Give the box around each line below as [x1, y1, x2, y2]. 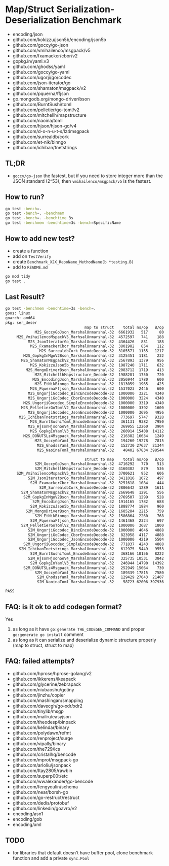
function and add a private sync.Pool [12, 855, 90, 861]
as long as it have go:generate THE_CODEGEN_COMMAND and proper [12, 626, 145, 632]
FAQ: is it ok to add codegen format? [5, 603, 122, 611]
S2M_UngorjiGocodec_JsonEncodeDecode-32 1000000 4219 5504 [27, 537, 164, 542]
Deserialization [5, 14, 70, 26]
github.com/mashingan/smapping [12, 697, 83, 704]
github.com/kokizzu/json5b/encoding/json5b [12, 37, 106, 43]
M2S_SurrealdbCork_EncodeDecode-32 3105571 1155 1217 [39, 349, 164, 354]
